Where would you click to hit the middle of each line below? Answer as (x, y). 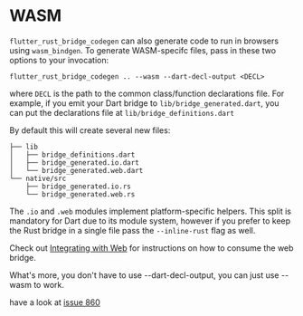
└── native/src (38, 178)
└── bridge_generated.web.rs (80, 194)
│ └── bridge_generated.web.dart (76, 170)
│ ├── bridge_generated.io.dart (75, 163)
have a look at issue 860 (55, 302)
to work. (49, 284)
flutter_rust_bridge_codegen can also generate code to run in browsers (144, 41)
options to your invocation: (59, 60)
